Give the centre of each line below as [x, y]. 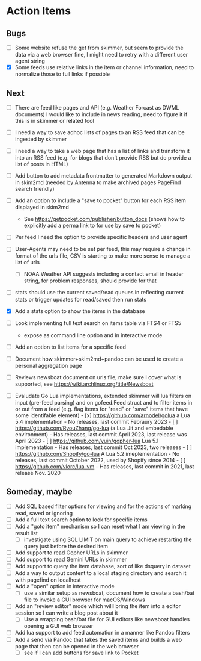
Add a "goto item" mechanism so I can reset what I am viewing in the [100, 526]
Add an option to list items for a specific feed [70, 347]
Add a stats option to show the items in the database [80, 311]
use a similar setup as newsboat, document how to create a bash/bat [109, 593]
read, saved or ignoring [44, 513]
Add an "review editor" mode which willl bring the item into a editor [98, 606]
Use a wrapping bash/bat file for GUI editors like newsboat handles [107, 619]
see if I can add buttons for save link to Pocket [81, 653]
